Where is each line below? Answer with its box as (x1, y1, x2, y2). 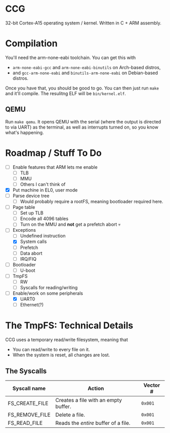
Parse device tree (12, 193, 50, 199)
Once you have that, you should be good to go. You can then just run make (5, 85, 159, 91)
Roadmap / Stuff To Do (5, 147, 102, 159)
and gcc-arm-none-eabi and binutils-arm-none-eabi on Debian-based (12, 70, 158, 76)
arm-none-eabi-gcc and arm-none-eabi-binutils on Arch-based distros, (12, 64, 161, 70)
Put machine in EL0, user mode (12, 187, 78, 193)
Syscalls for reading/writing (20, 284, 78, 290)
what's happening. (5, 129, 44, 135)
